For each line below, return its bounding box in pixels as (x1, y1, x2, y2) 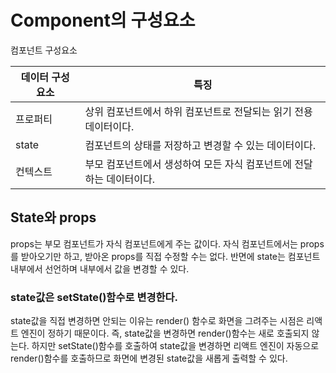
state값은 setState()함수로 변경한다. (10, 290, 179, 304)
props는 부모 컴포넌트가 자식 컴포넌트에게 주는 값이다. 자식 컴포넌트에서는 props (10, 237, 325, 250)
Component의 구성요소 (10, 9, 196, 32)
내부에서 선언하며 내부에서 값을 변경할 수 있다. (10, 262, 190, 275)
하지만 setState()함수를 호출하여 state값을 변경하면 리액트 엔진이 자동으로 (31, 340, 320, 352)
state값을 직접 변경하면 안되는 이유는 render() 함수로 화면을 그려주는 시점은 (10, 315, 305, 327)
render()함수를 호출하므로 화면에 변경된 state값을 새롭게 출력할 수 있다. (10, 352, 288, 365)
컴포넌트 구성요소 (10, 44, 78, 56)
